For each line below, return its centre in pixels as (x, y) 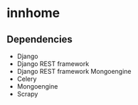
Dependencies (39, 39)
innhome (33, 13)
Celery (27, 79)
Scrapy (27, 94)
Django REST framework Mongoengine (74, 71)
